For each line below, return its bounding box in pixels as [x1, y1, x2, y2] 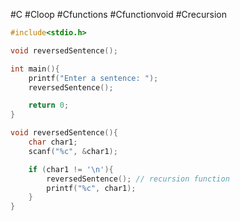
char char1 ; [28, 137, 78, 147]
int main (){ [10, 64, 60, 74]
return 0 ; [28, 100, 70, 111]
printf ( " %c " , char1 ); [46, 183, 137, 193]
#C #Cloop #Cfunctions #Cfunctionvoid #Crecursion [10, 9, 228, 20]
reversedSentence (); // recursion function [46, 174, 230, 184]
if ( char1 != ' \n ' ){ [28, 164, 114, 174]
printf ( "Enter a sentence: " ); [28, 73, 159, 83]
